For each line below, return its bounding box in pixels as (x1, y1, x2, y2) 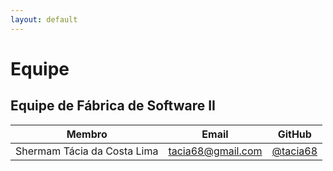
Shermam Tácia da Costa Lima (15, 144, 159, 158)
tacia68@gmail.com (168, 144, 263, 158)
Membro (66, 127, 108, 141)
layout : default (10, 14, 78, 25)
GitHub (277, 127, 312, 141)
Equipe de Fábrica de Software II (10, 97, 216, 115)
